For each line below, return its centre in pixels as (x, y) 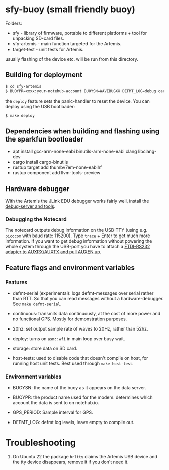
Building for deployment (44, 75)
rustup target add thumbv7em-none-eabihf (57, 167)
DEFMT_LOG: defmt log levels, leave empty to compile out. (73, 422)
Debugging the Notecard (36, 219)
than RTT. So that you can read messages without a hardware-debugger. (88, 298)
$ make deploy (20, 115)
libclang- (147, 151)
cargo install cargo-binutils (40, 162)
